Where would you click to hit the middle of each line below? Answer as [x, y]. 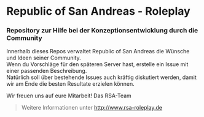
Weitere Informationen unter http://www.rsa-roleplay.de [92, 108]
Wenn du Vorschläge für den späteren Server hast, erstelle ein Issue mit [97, 64]
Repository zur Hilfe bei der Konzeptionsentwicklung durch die [102, 31]
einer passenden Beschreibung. [47, 71]
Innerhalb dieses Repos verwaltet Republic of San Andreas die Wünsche [98, 51]
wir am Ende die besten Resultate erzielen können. [71, 84]
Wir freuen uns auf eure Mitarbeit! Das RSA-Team [69, 96]
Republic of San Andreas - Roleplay [98, 11]
